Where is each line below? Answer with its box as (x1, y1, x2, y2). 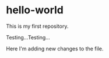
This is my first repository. (6, 23, 69, 30)
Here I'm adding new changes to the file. (6, 45, 104, 52)
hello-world (6, 3, 64, 17)
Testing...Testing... (6, 34, 51, 41)
